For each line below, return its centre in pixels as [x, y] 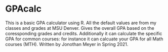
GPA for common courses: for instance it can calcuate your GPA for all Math [84, 39]
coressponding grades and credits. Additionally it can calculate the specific [84, 33]
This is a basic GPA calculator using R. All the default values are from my [81, 23]
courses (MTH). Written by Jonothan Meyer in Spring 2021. [67, 44]
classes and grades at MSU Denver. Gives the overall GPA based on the [80, 28]
